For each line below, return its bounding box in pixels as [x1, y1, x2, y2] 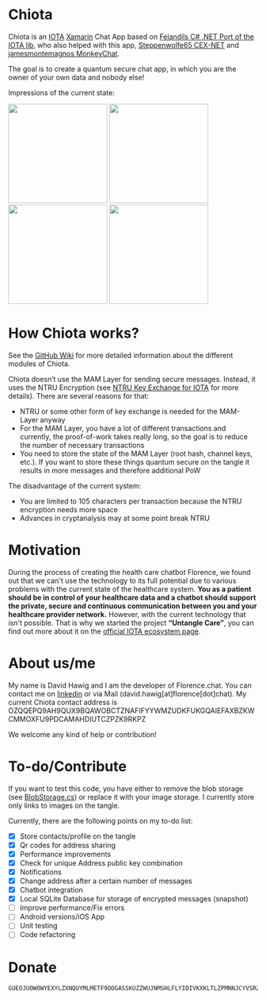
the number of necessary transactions [19, 440, 145, 449]
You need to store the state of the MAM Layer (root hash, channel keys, [19, 449, 253, 458]
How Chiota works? [8, 324, 140, 342]
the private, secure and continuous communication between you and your [8, 601, 257, 611]
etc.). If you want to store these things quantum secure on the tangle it [19, 457, 250, 466]
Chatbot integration [19, 885, 83, 895]
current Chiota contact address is [8, 697, 117, 707]
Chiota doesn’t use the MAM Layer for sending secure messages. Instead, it [8, 374, 256, 384]
